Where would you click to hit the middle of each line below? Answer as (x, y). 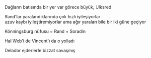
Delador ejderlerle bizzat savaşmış (40, 50)
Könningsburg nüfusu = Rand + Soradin (45, 31)
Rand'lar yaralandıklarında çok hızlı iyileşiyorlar (53, 16)
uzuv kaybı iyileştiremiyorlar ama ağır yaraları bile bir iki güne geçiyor (75, 22)
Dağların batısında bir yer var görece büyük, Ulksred (58, 7)
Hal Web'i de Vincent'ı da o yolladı (40, 41)
